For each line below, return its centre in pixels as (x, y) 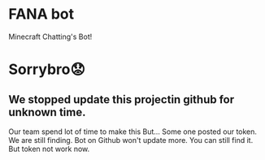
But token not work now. (49, 149)
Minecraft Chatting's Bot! (50, 37)
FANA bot (41, 14)
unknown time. (47, 112)
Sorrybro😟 (47, 69)
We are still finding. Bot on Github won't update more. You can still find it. (131, 140)
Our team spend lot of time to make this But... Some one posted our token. (133, 132)
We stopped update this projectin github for (122, 99)
